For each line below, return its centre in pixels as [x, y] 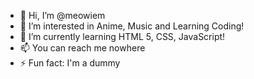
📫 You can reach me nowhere [82, 48]
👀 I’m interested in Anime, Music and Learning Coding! [132, 26]
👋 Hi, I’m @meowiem [62, 15]
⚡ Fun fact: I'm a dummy [70, 63]
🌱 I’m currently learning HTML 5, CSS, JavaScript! [122, 36]
